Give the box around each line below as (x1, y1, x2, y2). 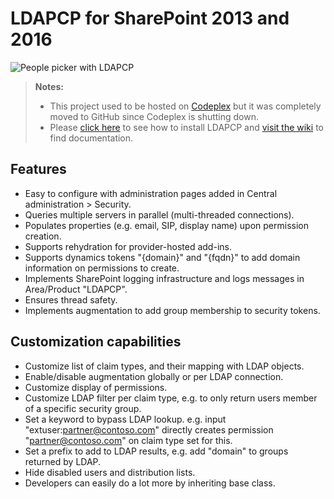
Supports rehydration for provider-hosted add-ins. (24, 240, 232, 252)
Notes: (34, 80, 64, 92)
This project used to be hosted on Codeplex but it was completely (49, 100, 322, 112)
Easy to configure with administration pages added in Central (24, 187, 278, 199)
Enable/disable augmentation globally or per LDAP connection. (24, 370, 284, 382)
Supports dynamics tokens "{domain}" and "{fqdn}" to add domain (24, 251, 301, 263)
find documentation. (49, 132, 134, 144)
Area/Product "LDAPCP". (24, 283, 128, 295)
